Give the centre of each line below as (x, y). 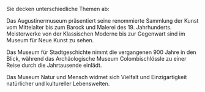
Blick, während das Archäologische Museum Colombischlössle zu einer (96, 59)
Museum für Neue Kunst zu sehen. (50, 40)
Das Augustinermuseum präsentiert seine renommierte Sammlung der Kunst (102, 21)
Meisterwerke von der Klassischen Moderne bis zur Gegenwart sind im (96, 34)
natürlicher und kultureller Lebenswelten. (58, 83)
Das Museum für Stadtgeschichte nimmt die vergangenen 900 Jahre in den (102, 52)
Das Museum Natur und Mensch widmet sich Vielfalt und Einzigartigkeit (97, 77)
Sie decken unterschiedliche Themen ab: (58, 9)
